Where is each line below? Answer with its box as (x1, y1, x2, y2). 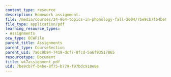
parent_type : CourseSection (5, 45, 65, 50)
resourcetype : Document (5, 54, 56, 60)
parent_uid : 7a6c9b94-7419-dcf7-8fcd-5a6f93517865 (5, 50, 115, 55)
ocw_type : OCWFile (5, 36, 44, 41)
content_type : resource (5, 7, 56, 13)
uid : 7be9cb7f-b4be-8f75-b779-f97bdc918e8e (5, 64, 99, 69)
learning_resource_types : (5, 26, 60, 31)
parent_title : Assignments (5, 41, 63, 46)
